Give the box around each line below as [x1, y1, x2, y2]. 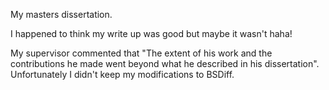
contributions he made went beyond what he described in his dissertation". [10, 58, 320, 69]
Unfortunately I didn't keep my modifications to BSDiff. [10, 69, 235, 80]
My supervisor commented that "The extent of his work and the [10, 47, 273, 59]
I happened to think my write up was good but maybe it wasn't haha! [10, 28, 293, 39]
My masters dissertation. [10, 9, 113, 20]
